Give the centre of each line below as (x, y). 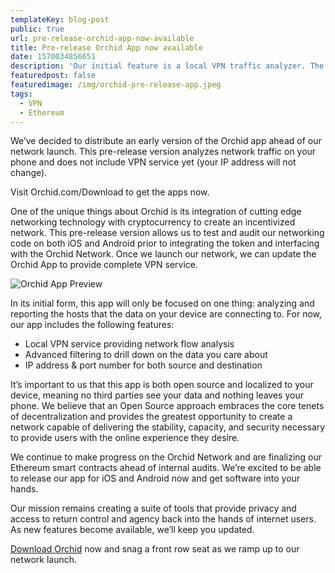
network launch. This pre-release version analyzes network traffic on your (163, 152)
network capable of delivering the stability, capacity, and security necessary (168, 427)
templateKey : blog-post (60, 19)
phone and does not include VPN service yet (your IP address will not (153, 162)
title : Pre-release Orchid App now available (106, 47)
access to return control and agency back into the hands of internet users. (163, 519)
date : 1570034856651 (53, 57)
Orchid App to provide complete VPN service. (104, 265)
